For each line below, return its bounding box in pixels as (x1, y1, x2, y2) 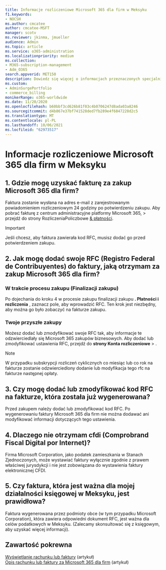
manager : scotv (5, 30, 37, 35)
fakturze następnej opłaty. (5, 371, 58, 377)
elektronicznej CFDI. (5, 467, 46, 473)
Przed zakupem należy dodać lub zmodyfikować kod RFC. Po (5, 406, 130, 412)
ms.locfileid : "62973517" (5, 127, 58, 132)
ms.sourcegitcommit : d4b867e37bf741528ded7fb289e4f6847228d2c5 (5, 109, 138, 114)
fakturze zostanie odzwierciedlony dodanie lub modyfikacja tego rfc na (5, 365, 150, 371)
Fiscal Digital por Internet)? (5, 439, 90, 447)
